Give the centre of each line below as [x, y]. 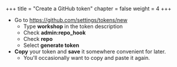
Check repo [38, 39]
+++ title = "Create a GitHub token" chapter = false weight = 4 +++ [88, 9]
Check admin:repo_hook [55, 33]
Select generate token [51, 45]
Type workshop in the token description [73, 26]
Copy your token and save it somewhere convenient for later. [90, 52]
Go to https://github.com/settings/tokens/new [71, 20]
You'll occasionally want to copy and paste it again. [87, 58]
